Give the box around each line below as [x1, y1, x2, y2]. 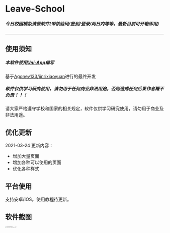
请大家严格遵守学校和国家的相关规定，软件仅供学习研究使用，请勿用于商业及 [5, 105, 164, 111]
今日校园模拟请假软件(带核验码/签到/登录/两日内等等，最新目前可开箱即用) [5, 21, 159, 27]
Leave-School [5, 3, 65, 15]
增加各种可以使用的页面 [12, 159, 61, 165]
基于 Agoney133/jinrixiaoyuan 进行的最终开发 [5, 73, 96, 79]
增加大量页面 [12, 153, 39, 159]
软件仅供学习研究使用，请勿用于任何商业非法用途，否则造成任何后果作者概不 [5, 86, 164, 92]
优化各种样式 [12, 166, 39, 172]
